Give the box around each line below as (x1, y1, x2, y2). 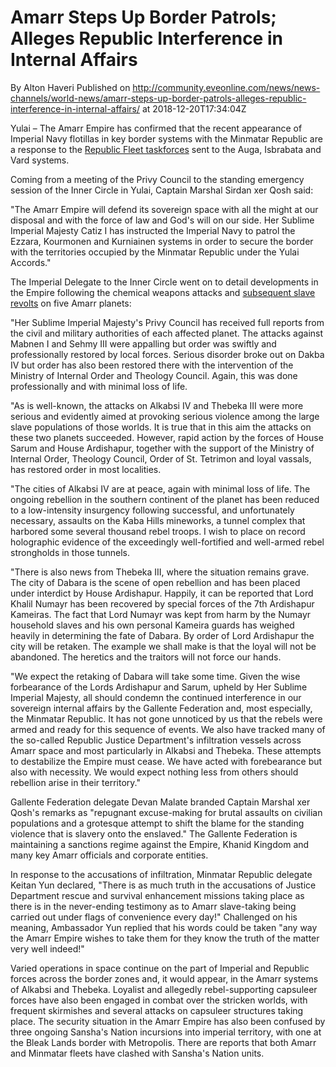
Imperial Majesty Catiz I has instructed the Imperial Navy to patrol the (10, 224, 296, 236)
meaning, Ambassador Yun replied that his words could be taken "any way (10, 921, 318, 933)
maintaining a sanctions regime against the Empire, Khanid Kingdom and (10, 838, 310, 850)
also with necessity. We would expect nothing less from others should (10, 766, 299, 778)
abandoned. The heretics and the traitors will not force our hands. (10, 651, 282, 663)
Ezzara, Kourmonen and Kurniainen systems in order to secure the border (10, 235, 314, 247)
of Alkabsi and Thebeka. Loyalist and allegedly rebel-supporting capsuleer (10, 983, 318, 995)
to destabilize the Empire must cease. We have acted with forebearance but (10, 755, 323, 767)
